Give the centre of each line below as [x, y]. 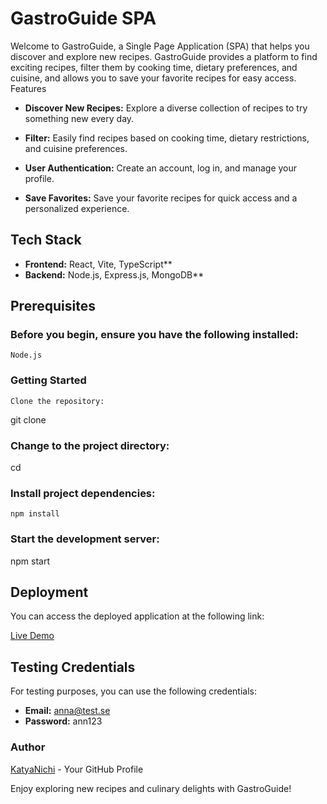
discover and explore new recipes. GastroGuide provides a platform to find [164, 56]
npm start [30, 561]
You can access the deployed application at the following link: [137, 616]
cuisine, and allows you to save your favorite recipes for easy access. [153, 78]
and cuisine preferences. [76, 148]
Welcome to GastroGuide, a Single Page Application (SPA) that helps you [160, 46]
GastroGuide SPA [83, 18]
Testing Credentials [73, 667]
